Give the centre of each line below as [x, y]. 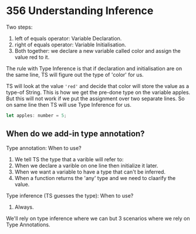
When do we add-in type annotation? [75, 134]
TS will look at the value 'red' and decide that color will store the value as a [98, 86]
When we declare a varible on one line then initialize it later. [86, 165]
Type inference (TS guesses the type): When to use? [70, 195]
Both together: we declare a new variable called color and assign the [97, 50]
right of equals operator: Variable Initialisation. [70, 45]
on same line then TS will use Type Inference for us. [69, 104]
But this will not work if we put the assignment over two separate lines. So [95, 99]
